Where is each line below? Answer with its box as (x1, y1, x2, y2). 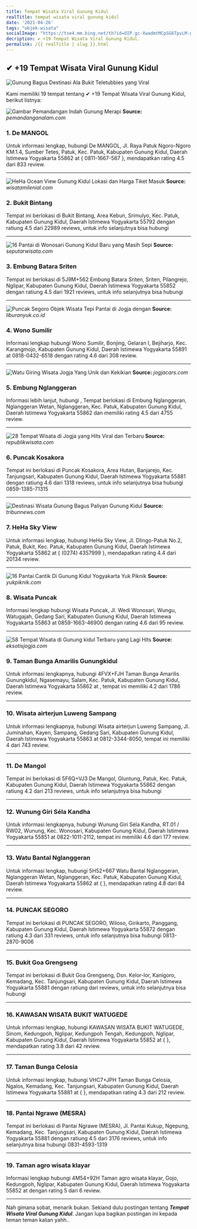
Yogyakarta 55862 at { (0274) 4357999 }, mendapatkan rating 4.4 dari (6, 549, 176, 556)
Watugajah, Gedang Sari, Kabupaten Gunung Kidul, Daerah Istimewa (6, 613, 172, 620)
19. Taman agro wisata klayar (6, 1161, 91, 1169)
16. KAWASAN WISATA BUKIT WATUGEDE (6, 1011, 128, 1019)
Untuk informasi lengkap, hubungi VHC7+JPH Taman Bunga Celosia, (6, 1076, 172, 1083)
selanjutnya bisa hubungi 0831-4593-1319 (6, 1141, 107, 1148)
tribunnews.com (6, 509, 46, 516)
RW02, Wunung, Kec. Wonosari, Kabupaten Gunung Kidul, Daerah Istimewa (6, 827, 189, 834)
